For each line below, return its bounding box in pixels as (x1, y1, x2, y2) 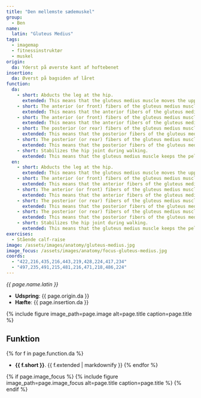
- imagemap (11, 42, 39, 48)
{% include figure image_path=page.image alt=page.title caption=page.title (6, 310, 193, 317)
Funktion (6, 334, 40, 344)
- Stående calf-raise (11, 237, 66, 243)
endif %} (6, 385, 28, 393)
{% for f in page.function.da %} (6, 350, 84, 357)
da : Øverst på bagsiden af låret (11, 75, 95, 81)
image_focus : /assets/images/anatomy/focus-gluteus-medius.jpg (6, 247, 167, 254)
